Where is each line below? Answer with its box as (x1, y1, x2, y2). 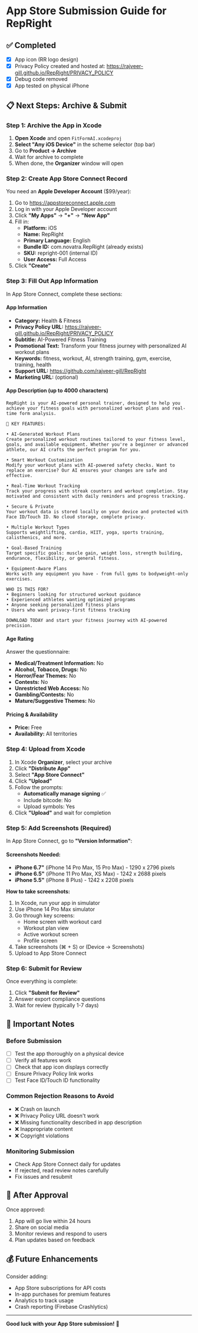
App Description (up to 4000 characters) (6, 387, 109, 394)
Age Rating (6, 635, 34, 642)
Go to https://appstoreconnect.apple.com (14, 199, 116, 206)
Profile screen (23, 937, 58, 944)
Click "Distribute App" (14, 764, 71, 772)
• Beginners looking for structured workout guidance (6, 591, 141, 598)
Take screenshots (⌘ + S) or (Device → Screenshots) (14, 943, 145, 951)
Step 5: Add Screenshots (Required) (6, 823, 112, 832)
